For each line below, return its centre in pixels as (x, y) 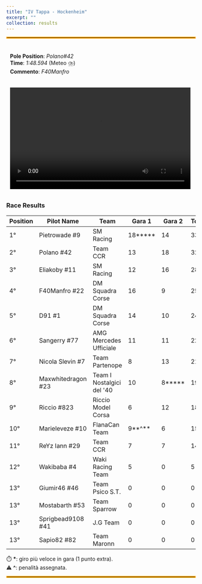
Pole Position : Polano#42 (42, 56)
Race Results (26, 205)
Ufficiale (104, 348)
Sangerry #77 (59, 340)
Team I (102, 375)
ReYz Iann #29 (60, 446)
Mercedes (107, 340)
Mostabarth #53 (62, 505)
